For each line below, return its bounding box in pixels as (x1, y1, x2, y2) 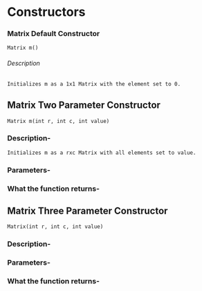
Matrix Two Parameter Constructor (7, 100, 161, 111)
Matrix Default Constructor (7, 29, 100, 39)
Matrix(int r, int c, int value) (7, 223, 104, 230)
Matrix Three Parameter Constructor (7, 205, 168, 217)
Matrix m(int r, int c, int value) (7, 118, 110, 124)
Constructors (7, 4, 86, 20)
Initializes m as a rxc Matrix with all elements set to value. (7, 149, 196, 156)
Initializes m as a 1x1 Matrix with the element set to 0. (7, 80, 181, 87)
